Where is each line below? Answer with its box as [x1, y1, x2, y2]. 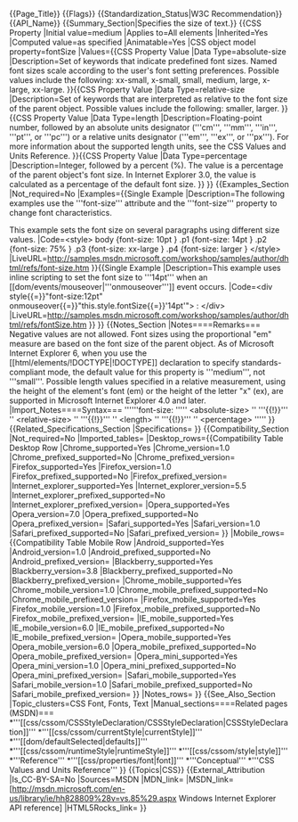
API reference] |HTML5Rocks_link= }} [9, 802, 147, 813]
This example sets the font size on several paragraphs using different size [9, 225, 280, 235]
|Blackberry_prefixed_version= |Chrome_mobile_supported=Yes [9, 575, 242, 586]
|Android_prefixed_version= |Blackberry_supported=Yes [9, 556, 213, 566]
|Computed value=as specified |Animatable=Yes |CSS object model [9, 37, 256, 47]
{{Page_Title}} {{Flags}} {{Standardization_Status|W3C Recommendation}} [9, 9, 283, 19]
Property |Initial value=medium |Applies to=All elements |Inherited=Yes [9, 28, 269, 37]
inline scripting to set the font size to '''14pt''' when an [9, 272, 208, 283]
